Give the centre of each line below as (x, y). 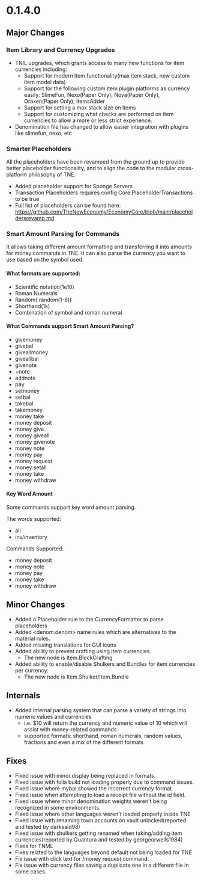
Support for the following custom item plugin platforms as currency (107, 88)
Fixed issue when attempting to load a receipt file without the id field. (100, 795)
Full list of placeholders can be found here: (68, 206)
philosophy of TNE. (52, 174)
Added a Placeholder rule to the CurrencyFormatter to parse (89, 619)
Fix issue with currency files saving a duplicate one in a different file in (102, 865)
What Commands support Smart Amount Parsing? (70, 326)
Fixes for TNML (34, 846)
